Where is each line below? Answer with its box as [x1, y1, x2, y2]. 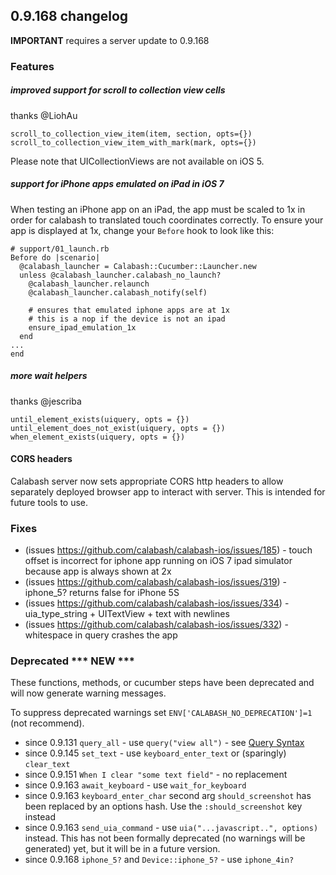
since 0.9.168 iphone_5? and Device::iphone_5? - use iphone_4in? [24, 854, 295, 866]
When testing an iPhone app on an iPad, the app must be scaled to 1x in [10, 203, 306, 215]
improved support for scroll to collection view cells [10, 84, 226, 96]
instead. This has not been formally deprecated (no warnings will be [24, 832, 306, 844]
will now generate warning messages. [10, 687, 167, 699]
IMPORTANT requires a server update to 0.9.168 [10, 34, 210, 46]
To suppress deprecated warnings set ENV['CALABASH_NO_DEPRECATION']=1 [10, 707, 313, 719]
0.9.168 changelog [10, 8, 129, 25]
